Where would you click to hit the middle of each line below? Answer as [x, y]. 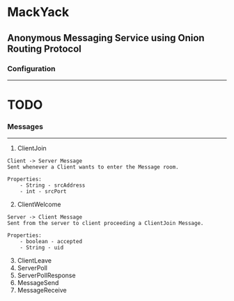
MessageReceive [42, 291]
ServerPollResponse [46, 275]
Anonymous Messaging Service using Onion [106, 38]
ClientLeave [34, 261]
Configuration [31, 68]
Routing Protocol [44, 48]
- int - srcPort [44, 192]
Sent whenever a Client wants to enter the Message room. [93, 167]
